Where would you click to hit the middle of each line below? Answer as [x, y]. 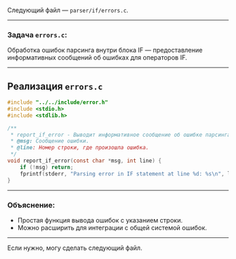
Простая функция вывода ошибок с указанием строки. [100, 220]
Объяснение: [31, 205]
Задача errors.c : [38, 34]
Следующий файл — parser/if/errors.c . [68, 10]
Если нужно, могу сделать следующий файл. [75, 248]
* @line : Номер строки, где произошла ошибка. [80, 148]
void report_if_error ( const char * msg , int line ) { [84, 161]
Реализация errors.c [55, 86]
